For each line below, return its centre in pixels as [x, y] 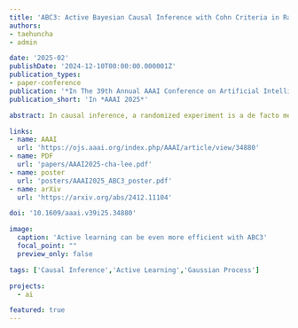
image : [21, 230]
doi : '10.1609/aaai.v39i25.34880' [73, 214]
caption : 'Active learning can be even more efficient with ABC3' [142, 238]
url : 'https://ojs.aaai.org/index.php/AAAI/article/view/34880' [138, 148]
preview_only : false [55, 254]
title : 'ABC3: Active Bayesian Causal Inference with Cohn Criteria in [144, 17]
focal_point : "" [47, 246]
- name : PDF [31, 156]
